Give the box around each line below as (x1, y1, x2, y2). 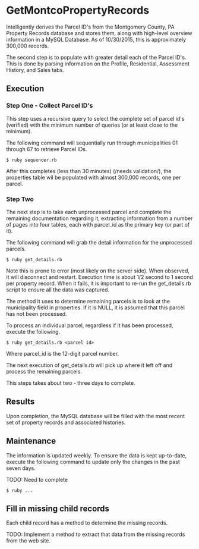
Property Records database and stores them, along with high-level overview (6, 29, 192, 36)
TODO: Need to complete (6, 476, 68, 483)
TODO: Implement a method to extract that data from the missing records (6, 531, 185, 538)
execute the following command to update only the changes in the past (6, 458, 180, 465)
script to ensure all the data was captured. (6, 286, 110, 293)
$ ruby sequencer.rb (6, 157, 58, 163)
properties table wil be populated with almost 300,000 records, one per (6, 174, 181, 181)
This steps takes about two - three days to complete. (6, 379, 135, 387)
